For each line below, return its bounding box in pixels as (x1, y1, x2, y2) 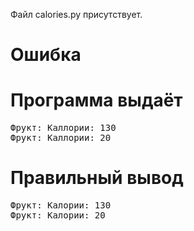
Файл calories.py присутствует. (10, 9, 143, 20)
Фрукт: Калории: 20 (10, 210, 106, 221)
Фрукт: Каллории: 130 (10, 122, 117, 134)
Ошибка (10, 44, 82, 66)
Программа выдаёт (10, 89, 183, 112)
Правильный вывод (10, 167, 184, 189)
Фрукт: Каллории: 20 (10, 132, 112, 144)
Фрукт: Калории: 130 (10, 200, 112, 211)
